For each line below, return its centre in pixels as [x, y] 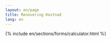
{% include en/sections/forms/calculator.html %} [56, 34]
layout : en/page [22, 10]
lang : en [14, 19]
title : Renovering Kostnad [33, 15]
